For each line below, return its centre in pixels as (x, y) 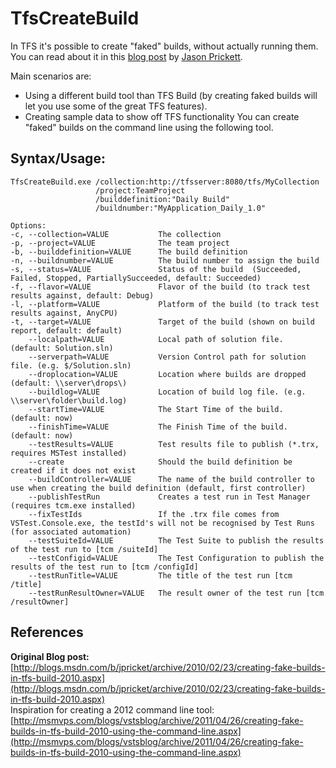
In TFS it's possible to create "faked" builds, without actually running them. (164, 46)
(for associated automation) (71, 532)
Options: (28, 225)
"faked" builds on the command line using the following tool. (149, 127)
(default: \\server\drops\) (69, 383)
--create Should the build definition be (160, 462)
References (47, 632)
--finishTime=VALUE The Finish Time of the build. (158, 427)
